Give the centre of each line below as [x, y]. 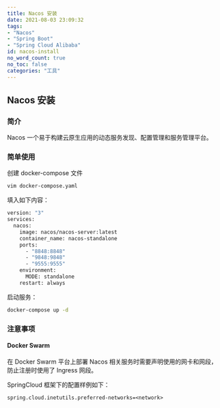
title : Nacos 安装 [32, 13]
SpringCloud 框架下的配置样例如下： [59, 385]
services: [21, 220]
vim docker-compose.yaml [42, 186]
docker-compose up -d [38, 310]
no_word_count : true [37, 58]
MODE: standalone [50, 277]
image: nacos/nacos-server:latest [68, 232]
